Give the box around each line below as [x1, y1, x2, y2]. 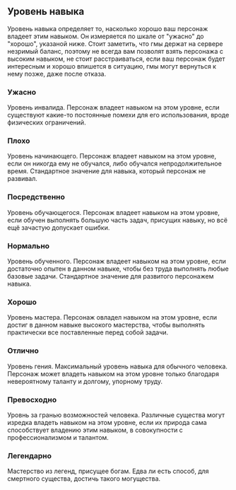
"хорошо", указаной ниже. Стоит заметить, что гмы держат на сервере [7, 39, 223, 48]
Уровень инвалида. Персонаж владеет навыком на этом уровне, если [7, 103, 220, 112]
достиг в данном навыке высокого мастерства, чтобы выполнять [7, 321, 205, 329]
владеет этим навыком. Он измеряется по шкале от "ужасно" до [7, 32, 204, 40]
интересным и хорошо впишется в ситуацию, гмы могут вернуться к [7, 62, 217, 70]
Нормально [7, 240, 50, 250]
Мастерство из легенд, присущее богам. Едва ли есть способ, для [7, 467, 210, 476]
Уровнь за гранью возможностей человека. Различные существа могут [7, 410, 225, 419]
